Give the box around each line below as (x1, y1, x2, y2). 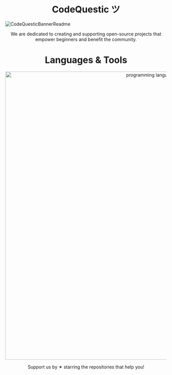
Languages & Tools (45, 54, 127, 66)
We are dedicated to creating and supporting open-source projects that (10, 31, 162, 37)
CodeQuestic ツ (52, 4, 120, 15)
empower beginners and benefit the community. (35, 36, 137, 43)
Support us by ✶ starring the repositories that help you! (27, 364, 145, 370)
